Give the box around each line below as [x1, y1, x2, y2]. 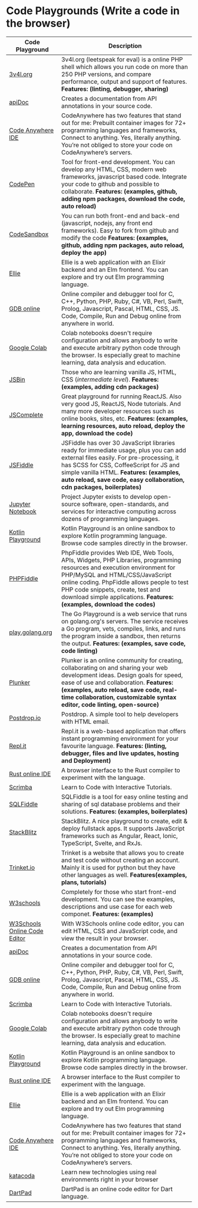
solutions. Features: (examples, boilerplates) [61, 807, 188, 815]
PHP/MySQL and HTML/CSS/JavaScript [61, 570, 172, 579]
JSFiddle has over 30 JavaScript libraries [61, 438, 176, 447]
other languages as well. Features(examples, [61, 871, 187, 879]
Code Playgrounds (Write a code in [6, 4, 180, 18]
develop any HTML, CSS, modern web [61, 165, 167, 173]
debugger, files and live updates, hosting [61, 749, 179, 757]
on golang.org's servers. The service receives [61, 617, 189, 625]
